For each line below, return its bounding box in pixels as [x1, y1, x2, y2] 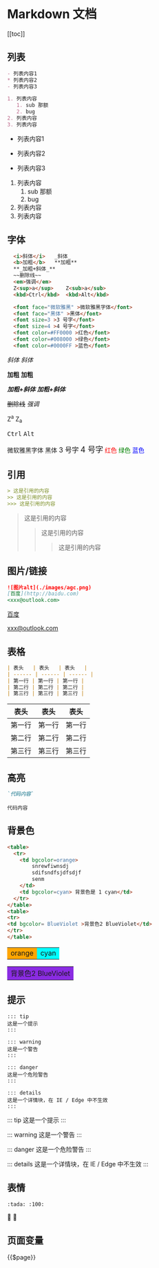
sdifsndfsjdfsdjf [32, 869, 81, 876]
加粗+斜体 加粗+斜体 [7, 385, 65, 393]
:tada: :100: [7, 1200, 45, 1208]
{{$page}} [7, 1253, 36, 1262]
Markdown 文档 [7, 6, 98, 22]
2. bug [16, 108, 36, 115]
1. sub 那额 [16, 102, 49, 109]
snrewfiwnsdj [32, 863, 70, 870]
